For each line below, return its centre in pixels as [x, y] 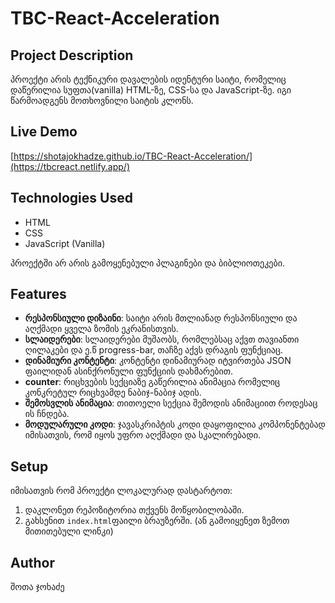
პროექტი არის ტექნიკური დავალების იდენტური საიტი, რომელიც [148, 79]
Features [38, 294]
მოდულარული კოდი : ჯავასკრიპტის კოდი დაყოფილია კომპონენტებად [175, 424]
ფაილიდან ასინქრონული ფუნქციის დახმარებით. [129, 371]
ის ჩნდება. [47, 414]
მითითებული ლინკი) [69, 531]
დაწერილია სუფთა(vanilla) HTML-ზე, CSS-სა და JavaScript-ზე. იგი [151, 90]
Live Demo [44, 132]
